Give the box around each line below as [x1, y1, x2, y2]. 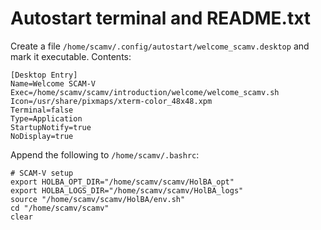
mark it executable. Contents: [10, 50, 132, 62]
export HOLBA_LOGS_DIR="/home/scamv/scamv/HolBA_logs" [10, 185, 244, 196]
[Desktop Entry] [10, 70, 78, 80]
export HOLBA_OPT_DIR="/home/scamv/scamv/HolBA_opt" [10, 177, 235, 187]
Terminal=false [10, 105, 74, 115]
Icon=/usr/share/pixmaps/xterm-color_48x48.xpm [10, 96, 213, 106]
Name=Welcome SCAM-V [10, 78, 97, 89]
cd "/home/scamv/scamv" [10, 203, 110, 213]
